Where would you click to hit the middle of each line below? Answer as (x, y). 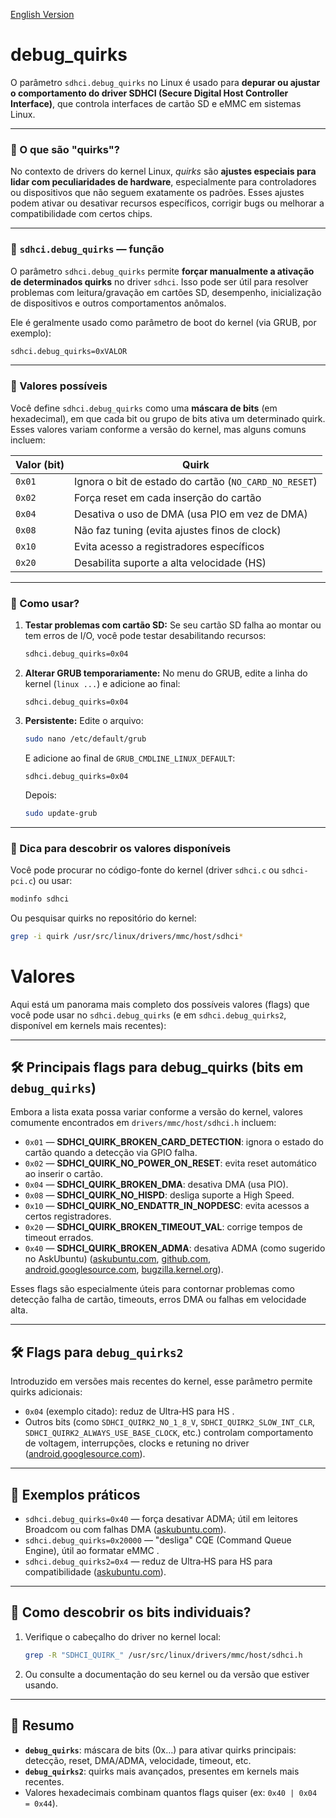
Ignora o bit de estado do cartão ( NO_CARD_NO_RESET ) (196, 481)
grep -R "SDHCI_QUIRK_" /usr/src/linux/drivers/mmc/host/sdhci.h (163, 1655)
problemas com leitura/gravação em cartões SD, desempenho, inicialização (166, 292)
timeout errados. (59, 1238)
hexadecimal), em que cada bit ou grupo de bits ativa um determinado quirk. (168, 418)
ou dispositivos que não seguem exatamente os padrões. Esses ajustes (157, 193)
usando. (41, 1685)
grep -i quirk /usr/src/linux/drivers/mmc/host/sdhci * (127, 936)
